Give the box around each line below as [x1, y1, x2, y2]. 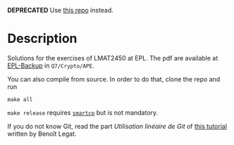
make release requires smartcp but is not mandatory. [7, 108, 159, 117]
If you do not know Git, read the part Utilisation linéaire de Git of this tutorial [7, 122, 228, 130]
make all [7, 96, 33, 103]
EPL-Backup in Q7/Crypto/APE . [7, 61, 94, 70]
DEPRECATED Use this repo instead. [7, 6, 114, 14]
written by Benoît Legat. [7, 130, 77, 138]
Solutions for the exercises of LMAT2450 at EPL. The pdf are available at [7, 53, 218, 62]
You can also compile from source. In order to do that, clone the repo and [7, 75, 221, 83]
